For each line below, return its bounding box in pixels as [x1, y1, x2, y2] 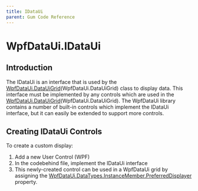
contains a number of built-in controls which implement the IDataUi [6, 103, 169, 110]
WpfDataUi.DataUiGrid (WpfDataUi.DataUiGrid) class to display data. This [6, 85, 183, 92]
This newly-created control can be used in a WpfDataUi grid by [14, 166, 168, 173]
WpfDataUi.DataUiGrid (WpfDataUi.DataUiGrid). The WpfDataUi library [6, 97, 176, 104]
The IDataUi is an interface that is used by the [6, 78, 117, 85]
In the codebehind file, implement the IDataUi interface [14, 160, 148, 167]
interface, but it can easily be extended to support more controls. [6, 109, 164, 116]
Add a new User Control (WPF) [14, 153, 90, 160]
